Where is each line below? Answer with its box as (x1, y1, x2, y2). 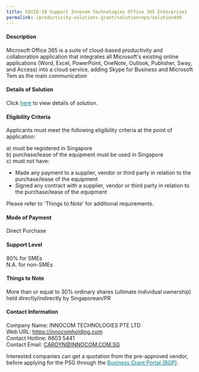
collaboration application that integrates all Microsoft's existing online (6, 52, 179, 60)
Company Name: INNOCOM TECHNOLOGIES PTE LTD (6, 321, 141, 329)
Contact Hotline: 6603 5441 (6, 334, 75, 341)
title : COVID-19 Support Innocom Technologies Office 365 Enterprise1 (6, 8, 188, 15)
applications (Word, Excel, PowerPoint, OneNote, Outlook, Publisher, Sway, (6, 59, 192, 66)
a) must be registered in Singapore (6, 145, 92, 152)
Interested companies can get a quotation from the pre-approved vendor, (6, 352, 189, 359)
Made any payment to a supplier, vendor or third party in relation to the (14, 169, 191, 177)
